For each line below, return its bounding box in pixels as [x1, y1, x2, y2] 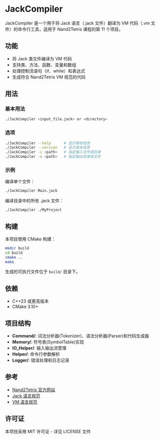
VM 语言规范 [12, 399, 38, 405]
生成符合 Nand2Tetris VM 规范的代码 [12, 74, 86, 80]
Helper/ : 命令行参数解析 [12, 351, 60, 357]
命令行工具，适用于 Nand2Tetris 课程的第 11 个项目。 [18, 26, 123, 32]
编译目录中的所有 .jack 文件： [5, 198, 64, 204]
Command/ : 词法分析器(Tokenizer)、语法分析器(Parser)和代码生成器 [12, 333, 149, 339]
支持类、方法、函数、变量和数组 [12, 62, 76, 68]
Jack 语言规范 [12, 393, 40, 399]
